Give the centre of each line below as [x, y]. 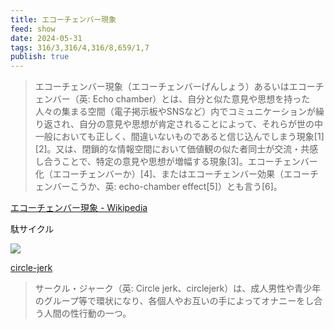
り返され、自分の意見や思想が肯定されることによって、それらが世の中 [179, 124]
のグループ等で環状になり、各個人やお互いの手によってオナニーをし [174, 301]
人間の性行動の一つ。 [87, 313]
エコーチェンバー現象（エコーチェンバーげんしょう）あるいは [162, 87]
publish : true [40, 57]
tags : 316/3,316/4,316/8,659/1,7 [80, 47]
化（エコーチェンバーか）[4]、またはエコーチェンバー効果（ [159, 174]
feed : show [33, 29]
